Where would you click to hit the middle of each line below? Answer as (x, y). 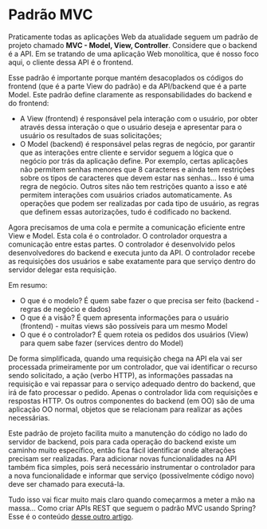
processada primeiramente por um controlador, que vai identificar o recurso (133, 367)
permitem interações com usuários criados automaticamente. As (126, 195)
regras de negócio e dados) (65, 309)
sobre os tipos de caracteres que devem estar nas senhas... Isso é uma (137, 178)
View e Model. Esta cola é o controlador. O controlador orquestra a (118, 235)
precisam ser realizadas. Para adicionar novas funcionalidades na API (123, 458)
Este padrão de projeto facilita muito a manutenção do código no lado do (128, 433)
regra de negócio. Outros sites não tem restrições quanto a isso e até (133, 186)
